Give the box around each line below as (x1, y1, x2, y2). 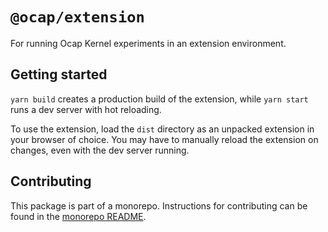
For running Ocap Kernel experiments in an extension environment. (10, 37, 287, 49)
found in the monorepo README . (10, 210, 147, 222)
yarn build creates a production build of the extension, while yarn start (10, 93, 309, 105)
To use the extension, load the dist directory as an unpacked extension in (10, 123, 315, 135)
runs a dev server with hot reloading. (10, 103, 162, 115)
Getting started (10, 66, 108, 83)
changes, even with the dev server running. (10, 144, 190, 156)
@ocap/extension (10, 8, 145, 27)
